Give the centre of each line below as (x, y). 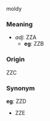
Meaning (20, 24)
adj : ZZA (26, 37)
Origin (16, 60)
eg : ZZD (16, 101)
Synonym (20, 88)
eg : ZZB (34, 44)
